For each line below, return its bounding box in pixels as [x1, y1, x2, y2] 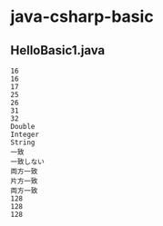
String [10, 138, 36, 147]
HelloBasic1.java [10, 43, 106, 58]
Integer [10, 130, 40, 139]
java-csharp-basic [10, 6, 154, 27]
